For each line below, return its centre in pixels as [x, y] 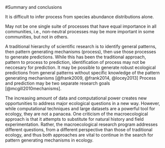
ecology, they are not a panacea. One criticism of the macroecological [77, 114]
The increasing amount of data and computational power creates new [76, 98]
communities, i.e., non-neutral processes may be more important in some [80, 31]
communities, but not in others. [37, 37]
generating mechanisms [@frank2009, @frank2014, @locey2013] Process [81, 78]
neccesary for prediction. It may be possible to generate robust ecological [81, 67]
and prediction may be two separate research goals [58, 83]
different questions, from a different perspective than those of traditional [79, 130]
